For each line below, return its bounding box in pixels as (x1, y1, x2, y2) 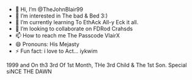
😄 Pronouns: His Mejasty (15, 41, 79, 48)
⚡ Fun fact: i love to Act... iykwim (15, 47, 98, 55)
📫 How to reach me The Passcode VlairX (15, 32, 120, 39)
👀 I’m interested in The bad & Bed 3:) (15, 12, 108, 19)
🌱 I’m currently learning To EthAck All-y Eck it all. (15, 19, 139, 25)
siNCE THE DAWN (6, 68, 52, 75)
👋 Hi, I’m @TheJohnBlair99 (15, 6, 84, 13)
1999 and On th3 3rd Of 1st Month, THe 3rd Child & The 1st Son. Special (6, 61, 187, 68)
